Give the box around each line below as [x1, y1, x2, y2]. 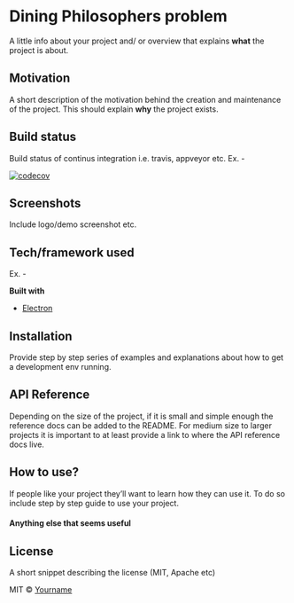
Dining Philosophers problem [9, 6, 228, 27]
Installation [9, 328, 73, 343]
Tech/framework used [9, 245, 135, 260]
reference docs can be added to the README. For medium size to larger [9, 419, 273, 431]
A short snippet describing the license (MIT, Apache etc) [9, 568, 216, 578]
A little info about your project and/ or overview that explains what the [9, 35, 265, 46]
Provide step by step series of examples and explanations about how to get [9, 352, 284, 363]
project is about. [9, 44, 69, 55]
